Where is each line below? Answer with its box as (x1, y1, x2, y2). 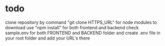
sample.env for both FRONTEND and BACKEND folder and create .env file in (5, 30, 161, 36)
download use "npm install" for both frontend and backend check (5, 24, 139, 30)
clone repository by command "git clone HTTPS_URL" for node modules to (5, 19, 157, 25)
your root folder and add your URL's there (5, 35, 90, 41)
